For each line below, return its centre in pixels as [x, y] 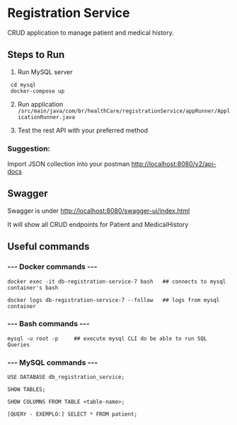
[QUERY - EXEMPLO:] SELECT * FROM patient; [73, 414]
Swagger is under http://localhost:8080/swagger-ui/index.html [99, 211]
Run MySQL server [45, 71]
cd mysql [23, 85]
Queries [19, 344]
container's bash [33, 288]
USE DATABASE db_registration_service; [66, 377]
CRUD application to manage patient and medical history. [91, 33]
